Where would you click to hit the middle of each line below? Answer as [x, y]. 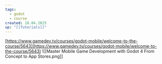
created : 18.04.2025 [26, 23]
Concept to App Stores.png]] [34, 56]
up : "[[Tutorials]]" [26, 27]
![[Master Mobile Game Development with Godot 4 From [98, 51]
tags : [10, 9]
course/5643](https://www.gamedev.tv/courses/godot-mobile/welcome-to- [81, 46]
